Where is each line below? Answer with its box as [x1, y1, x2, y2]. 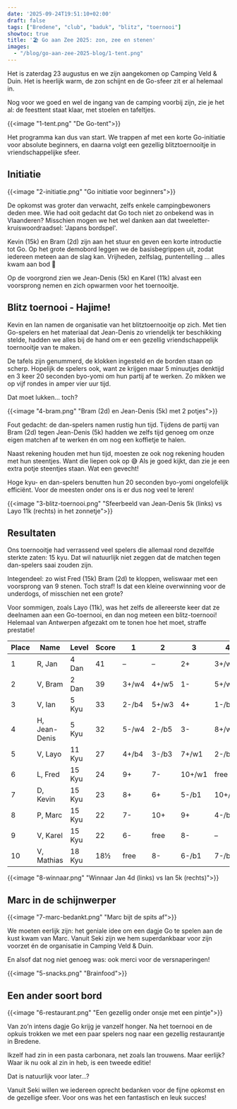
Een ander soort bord [7, 989, 102, 1001]
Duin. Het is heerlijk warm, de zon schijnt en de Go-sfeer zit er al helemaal [7, 76, 224, 85]
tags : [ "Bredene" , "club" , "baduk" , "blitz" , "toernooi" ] [7, 23, 181, 30]
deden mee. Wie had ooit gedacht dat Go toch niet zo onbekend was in [7, 208, 214, 217]
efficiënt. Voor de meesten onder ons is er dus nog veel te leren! [7, 485, 195, 494]
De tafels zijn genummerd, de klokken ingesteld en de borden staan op [7, 357, 213, 365]
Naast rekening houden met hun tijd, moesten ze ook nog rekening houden [7, 449, 225, 457]
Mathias [36, 856, 63, 866]
